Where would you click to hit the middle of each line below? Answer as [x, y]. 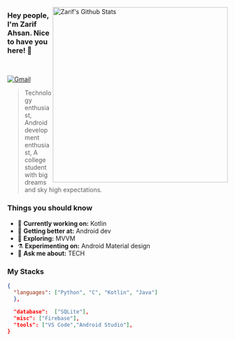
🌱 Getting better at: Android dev [64, 231]
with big [36, 175]
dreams [35, 182]
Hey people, [28, 15]
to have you [28, 41]
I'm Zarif [22, 24]
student [35, 168]
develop [36, 131]
